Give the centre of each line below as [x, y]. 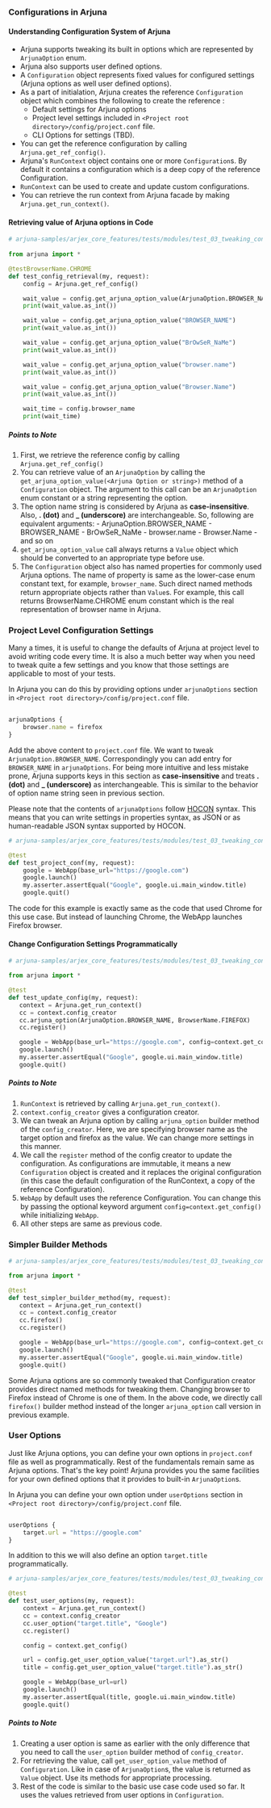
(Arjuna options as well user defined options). [96, 84]
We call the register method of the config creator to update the [126, 1155]
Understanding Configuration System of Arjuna [90, 31]
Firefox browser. [35, 925]
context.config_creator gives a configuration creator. [110, 1112]
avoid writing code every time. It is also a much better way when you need [132, 657]
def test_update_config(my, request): [73, 997]
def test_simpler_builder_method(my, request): [90, 1298]
